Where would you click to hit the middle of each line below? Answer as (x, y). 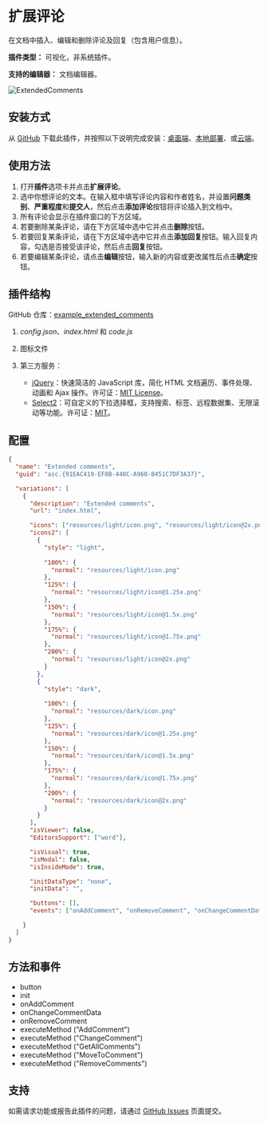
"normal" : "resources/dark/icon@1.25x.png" (124, 733)
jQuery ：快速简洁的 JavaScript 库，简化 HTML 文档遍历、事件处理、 (144, 383)
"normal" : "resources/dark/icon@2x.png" (119, 801)
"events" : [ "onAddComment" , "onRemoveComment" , (110, 911)
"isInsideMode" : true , (67, 867)
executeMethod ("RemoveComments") (83, 1063)
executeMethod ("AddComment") (75, 1029)
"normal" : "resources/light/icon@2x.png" (121, 659)
